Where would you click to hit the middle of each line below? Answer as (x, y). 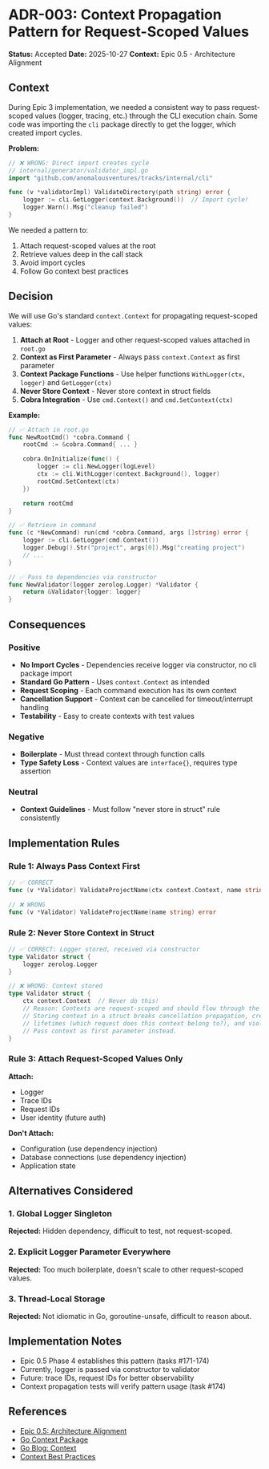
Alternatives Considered (71, 1191)
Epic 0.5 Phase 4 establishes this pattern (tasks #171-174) (114, 1361)
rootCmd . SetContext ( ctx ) (78, 481)
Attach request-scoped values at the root (88, 246)
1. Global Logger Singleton (60, 1214)
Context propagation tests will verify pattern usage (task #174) (123, 1386)
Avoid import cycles (52, 262)
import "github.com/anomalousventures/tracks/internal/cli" (111, 178)
